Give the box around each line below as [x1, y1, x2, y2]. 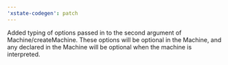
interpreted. [7, 50, 41, 58]
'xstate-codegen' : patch [7, 9, 78, 17]
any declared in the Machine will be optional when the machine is [7, 43, 192, 51]
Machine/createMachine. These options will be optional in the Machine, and [7, 35, 222, 44]
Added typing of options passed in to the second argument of [7, 28, 182, 37]
